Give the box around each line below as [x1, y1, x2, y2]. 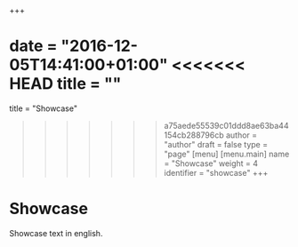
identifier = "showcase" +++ [164, 167, 269, 178]
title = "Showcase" [9, 103, 78, 114]
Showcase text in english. [9, 227, 103, 238]
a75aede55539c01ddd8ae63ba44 [164, 120, 289, 131]
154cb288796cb [164, 130, 224, 140]
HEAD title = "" [9, 74, 122, 94]
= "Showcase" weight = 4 [164, 157, 259, 169]
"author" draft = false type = [164, 139, 269, 149]
